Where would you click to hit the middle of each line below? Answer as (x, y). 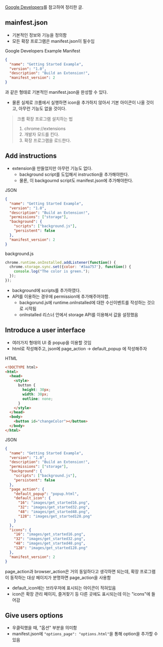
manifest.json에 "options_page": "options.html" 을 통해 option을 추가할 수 (85, 634)
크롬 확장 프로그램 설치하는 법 (45, 119)
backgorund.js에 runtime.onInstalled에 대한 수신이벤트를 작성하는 (83, 302)
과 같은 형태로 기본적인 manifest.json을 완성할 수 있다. (57, 92)
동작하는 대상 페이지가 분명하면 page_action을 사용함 (60, 578)
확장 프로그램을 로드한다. (48, 140)
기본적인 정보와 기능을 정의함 (39, 35)
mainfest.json (26, 23)
